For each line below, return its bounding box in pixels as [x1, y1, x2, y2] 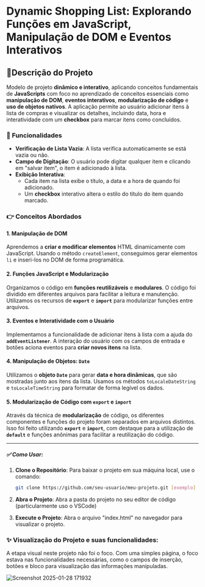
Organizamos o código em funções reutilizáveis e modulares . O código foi [6, 283, 196, 291]
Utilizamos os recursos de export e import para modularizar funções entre [6, 297, 193, 304]
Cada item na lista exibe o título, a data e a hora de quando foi [24, 177, 180, 185]
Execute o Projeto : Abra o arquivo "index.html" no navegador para [15, 514, 183, 522]
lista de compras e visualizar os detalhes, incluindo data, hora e [6, 110, 167, 116]
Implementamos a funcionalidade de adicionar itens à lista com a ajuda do [6, 330, 193, 338]
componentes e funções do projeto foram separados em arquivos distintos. [6, 418, 196, 425]
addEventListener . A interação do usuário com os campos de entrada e [6, 337, 185, 344]
